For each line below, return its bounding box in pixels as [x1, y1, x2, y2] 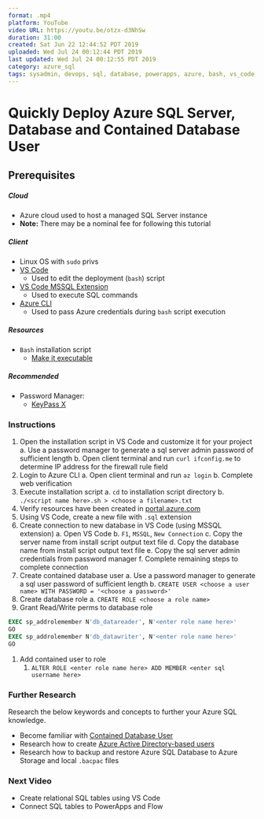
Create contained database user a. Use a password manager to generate [19, 571, 256, 580]
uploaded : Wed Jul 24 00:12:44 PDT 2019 [8, 48, 143, 56]
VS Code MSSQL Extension [19, 282, 108, 291]
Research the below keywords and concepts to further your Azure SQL [8, 707, 237, 717]
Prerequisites [8, 169, 75, 182]
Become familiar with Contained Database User [19, 731, 174, 740]
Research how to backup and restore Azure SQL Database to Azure [19, 747, 238, 757]
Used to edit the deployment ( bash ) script [31, 273, 165, 283]
